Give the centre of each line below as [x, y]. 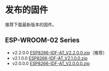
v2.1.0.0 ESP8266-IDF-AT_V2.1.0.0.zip [50, 58]
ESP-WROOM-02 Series [42, 40]
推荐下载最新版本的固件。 [31, 24]
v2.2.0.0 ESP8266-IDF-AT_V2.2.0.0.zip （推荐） [60, 52]
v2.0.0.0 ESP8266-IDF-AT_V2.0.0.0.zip [51, 63]
